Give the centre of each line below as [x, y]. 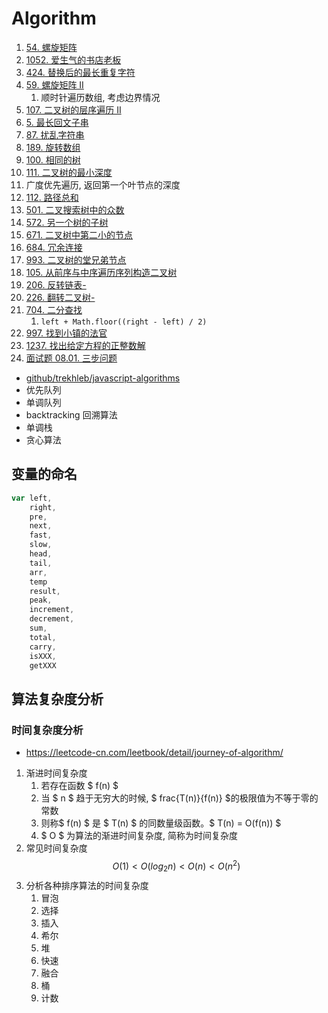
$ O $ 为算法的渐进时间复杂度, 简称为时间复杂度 [139, 836]
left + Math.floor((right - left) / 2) [124, 322]
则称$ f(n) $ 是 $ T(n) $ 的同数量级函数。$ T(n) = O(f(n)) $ [161, 823]
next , [41, 526]
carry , [43, 647]
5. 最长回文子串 [57, 122]
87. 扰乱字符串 [55, 134]
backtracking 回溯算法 [71, 414]
